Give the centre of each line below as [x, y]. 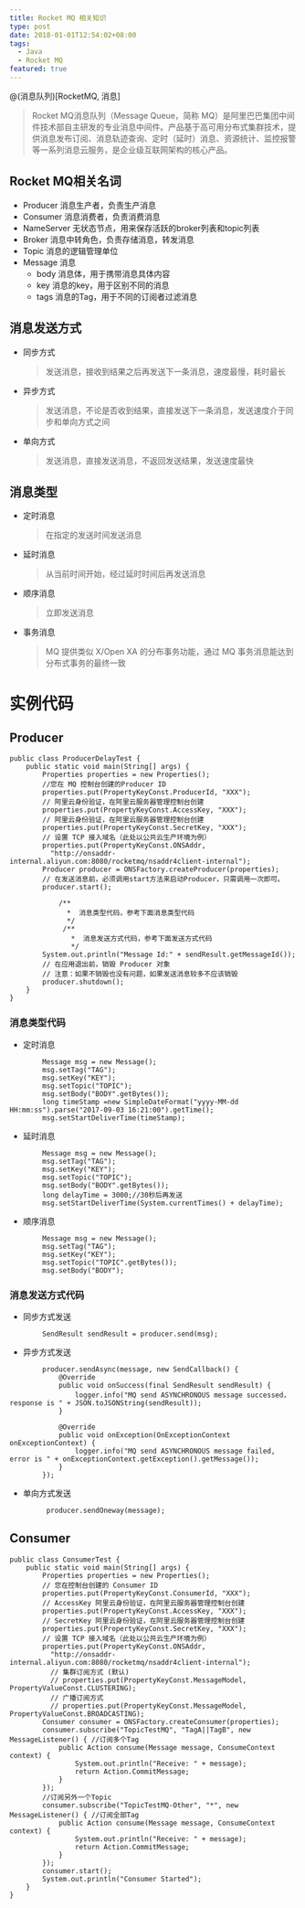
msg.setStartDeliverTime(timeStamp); [114, 1118]
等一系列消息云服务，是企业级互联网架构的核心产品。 [132, 149]
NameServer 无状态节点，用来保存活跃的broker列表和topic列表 [141, 228]
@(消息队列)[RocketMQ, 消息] [65, 96]
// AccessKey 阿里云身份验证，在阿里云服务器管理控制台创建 [143, 1603]
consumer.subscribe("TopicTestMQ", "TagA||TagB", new [147, 1730]
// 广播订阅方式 [77, 1698]
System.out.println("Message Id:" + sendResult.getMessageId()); [169, 955]
